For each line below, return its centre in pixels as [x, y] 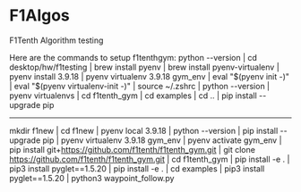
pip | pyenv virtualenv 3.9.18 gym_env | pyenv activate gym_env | [162, 140]
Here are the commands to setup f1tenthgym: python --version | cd [133, 57]
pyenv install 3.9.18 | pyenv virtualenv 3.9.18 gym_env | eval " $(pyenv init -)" [149, 76]
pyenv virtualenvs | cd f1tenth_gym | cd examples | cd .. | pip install [133, 96]
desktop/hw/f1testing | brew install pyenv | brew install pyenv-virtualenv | [144, 67]
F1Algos [39, 16]
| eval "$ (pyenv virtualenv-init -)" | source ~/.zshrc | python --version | [140, 86]
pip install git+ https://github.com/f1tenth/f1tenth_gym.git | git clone [132, 149]
